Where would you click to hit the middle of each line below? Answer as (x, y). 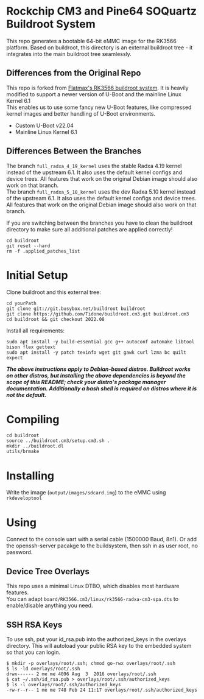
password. (19, 552)
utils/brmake (23, 452)
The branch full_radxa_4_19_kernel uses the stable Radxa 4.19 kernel (94, 166)
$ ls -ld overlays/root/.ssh (43, 669)
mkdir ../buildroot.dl (35, 446)
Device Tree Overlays (48, 571)
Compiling (33, 419)
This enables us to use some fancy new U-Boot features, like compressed (99, 107)
